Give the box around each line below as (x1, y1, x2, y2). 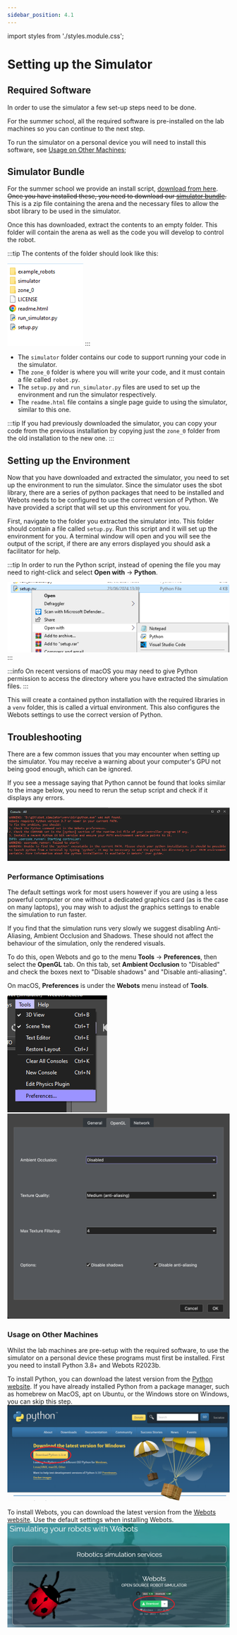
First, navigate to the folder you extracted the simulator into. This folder (7, 517, 214, 526)
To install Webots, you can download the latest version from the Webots (7, 1507, 217, 1516)
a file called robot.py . (17, 375, 80, 384)
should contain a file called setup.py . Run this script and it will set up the (7, 524, 217, 533)
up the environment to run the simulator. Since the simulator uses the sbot (7, 481, 222, 490)
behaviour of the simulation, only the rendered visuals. (7, 939, 166, 948)
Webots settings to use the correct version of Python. (7, 711, 163, 719)
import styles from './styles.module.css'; (7, 32, 125, 40)
